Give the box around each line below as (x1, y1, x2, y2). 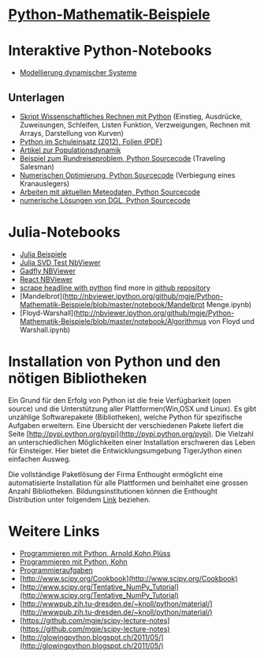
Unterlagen (8, 91, 65, 104)
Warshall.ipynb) (19, 325, 71, 334)
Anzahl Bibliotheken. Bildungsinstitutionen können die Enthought (8, 486, 218, 495)
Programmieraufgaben (19, 565, 93, 574)
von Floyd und (208, 316, 255, 325)
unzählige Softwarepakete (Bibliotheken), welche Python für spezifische (8, 412, 243, 422)
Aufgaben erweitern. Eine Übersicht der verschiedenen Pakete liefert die (8, 420, 244, 430)
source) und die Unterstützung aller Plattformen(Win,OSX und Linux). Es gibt (8, 404, 257, 413)
